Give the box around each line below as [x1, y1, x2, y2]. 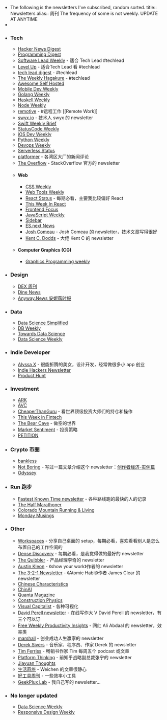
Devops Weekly [17, 142, 51, 148]
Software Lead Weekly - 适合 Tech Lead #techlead [17, 57, 124, 63]
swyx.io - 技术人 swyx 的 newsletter [17, 115, 93, 121]
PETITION [17, 432, 39, 438]
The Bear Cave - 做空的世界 [17, 420, 76, 426]
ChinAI [17, 586, 32, 592]
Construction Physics [17, 597, 63, 603]
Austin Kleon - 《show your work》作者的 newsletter [17, 563, 124, 569]
